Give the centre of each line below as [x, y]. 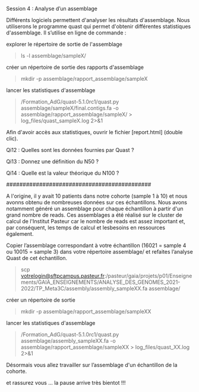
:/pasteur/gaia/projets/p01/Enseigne [148, 276]
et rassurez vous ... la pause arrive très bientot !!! [66, 383]
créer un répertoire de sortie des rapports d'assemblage [75, 67]
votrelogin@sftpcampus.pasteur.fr [63, 276]
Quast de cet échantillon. [37, 258]
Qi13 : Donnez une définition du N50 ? [53, 162]
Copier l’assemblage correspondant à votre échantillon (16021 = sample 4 [96, 245]
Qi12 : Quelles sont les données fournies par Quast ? [70, 150]
